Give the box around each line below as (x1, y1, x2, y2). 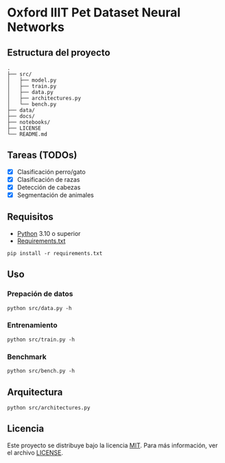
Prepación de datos (7, 289, 73, 299)
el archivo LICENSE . (7, 448, 64, 457)
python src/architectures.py (7, 404, 91, 411)
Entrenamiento (7, 320, 58, 330)
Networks (7, 19, 65, 35)
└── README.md (7, 131, 48, 138)
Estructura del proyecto (7, 47, 111, 58)
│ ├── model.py (7, 77, 57, 84)
